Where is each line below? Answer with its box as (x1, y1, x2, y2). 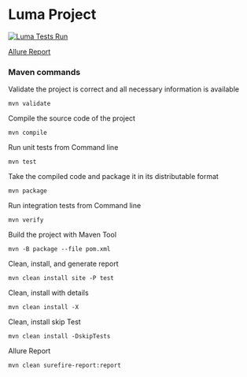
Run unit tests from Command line (8, 143, 119, 152)
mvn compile (8, 129, 47, 137)
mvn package (8, 187, 47, 195)
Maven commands (8, 66, 81, 77)
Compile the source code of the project (8, 114, 136, 123)
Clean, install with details (8, 288, 89, 297)
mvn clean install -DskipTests (8, 333, 111, 341)
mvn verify (8, 216, 44, 224)
